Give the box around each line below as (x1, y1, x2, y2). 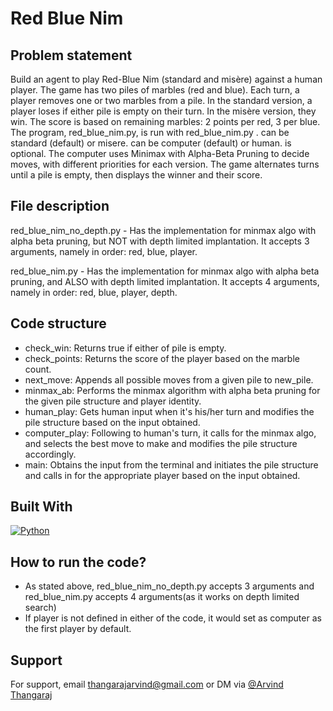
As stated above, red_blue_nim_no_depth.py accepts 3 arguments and (24, 580, 315, 592)
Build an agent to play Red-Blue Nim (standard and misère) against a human (10, 73, 323, 85)
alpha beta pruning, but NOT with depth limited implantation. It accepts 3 (10, 235, 310, 247)
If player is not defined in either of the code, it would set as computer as (24, 612, 322, 624)
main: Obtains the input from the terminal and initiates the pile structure (24, 458, 319, 471)
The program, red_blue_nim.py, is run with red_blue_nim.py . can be (10, 127, 290, 138)
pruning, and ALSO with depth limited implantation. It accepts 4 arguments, (10, 275, 320, 287)
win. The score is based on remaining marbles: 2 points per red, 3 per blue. (10, 116, 321, 127)
